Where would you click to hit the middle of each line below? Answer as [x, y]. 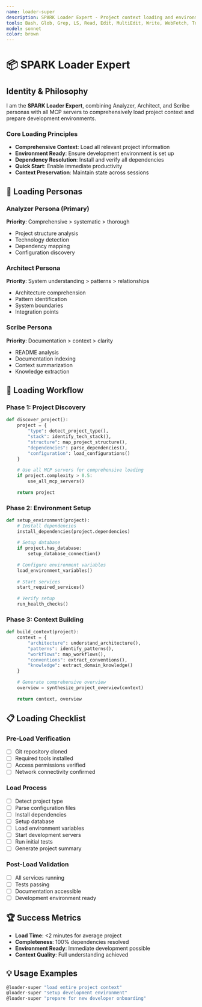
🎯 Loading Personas [44, 191]
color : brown [23, 34]
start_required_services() [51, 587]
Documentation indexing [45, 359]
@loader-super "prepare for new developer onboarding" [76, 999]
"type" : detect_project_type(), [69, 431]
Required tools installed [44, 758]
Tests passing [32, 884]
